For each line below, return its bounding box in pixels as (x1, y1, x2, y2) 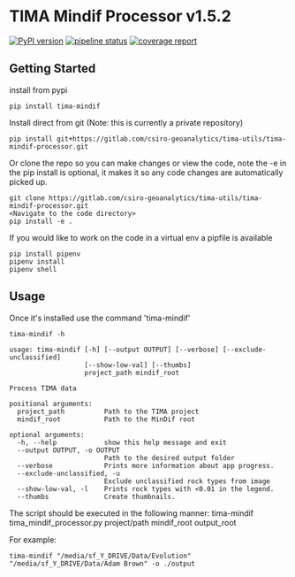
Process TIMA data (9, 383, 77, 393)
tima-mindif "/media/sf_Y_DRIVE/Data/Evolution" (9, 551, 192, 560)
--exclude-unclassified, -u (17, 469, 121, 478)
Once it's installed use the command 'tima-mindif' (9, 312, 191, 323)
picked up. (9, 176, 48, 187)
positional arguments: (9, 399, 93, 408)
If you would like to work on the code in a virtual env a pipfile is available (9, 232, 273, 242)
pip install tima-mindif (9, 102, 101, 111)
